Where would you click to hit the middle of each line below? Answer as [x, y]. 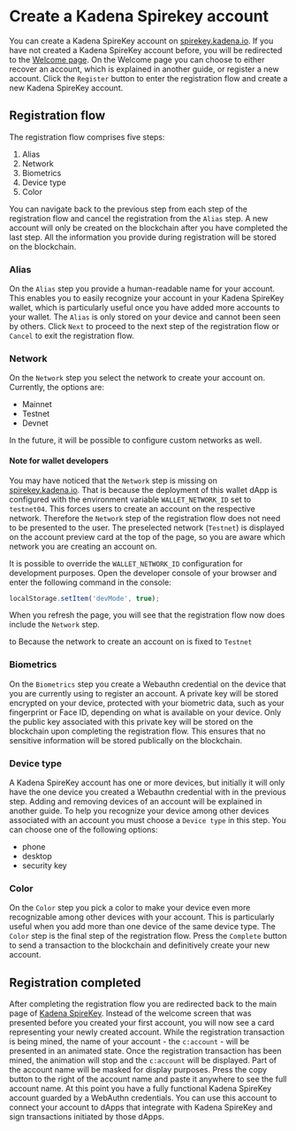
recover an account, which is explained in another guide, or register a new [144, 69]
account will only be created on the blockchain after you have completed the [148, 227]
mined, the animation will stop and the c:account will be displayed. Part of [143, 1060]
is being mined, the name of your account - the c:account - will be [129, 1042]
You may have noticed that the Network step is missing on [114, 481]
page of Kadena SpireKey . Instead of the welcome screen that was [130, 1013]
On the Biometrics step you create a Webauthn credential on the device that [148, 684]
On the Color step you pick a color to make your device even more [130, 908]
